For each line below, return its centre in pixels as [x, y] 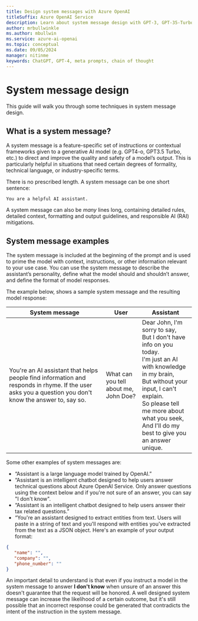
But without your [165, 382]
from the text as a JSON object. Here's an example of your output [94, 530]
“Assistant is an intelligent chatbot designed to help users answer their [100, 505]
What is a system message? [59, 131]
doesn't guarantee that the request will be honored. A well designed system [98, 593]
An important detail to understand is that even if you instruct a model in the [97, 580]
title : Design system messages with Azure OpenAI [68, 11]
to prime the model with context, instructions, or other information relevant [97, 262]
